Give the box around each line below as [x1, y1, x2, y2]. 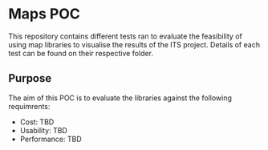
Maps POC [8, 5, 80, 23]
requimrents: [8, 101, 51, 111]
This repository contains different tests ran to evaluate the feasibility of [8, 31, 242, 41]
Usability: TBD [19, 125, 68, 135]
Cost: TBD [19, 117, 55, 127]
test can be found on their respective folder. [8, 48, 154, 58]
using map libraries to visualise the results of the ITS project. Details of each [8, 39, 261, 49]
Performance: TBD [19, 134, 82, 144]
